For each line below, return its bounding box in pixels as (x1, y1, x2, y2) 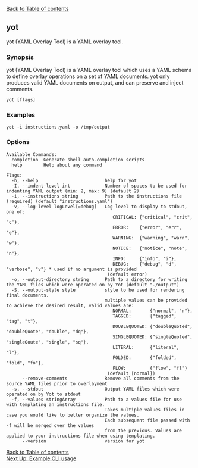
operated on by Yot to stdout (6, 391, 81, 397)
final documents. (6, 292, 49, 298)
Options (6, 138, 30, 146)
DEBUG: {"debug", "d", (112, 261, 177, 267)
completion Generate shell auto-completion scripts (11, 157, 145, 163)
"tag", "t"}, (6, 318, 39, 324)
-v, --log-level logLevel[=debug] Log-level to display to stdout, (11, 204, 187, 210)
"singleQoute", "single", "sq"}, (6, 339, 89, 345)
